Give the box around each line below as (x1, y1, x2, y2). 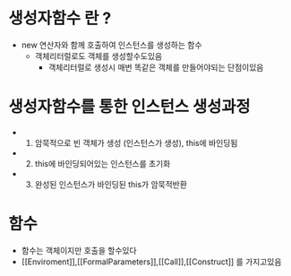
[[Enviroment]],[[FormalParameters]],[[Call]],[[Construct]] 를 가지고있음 (21, 256, 282, 267)
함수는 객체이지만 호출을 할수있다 (21, 245, 137, 255)
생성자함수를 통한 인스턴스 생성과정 (8, 97, 252, 117)
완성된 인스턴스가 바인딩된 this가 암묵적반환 (34, 178, 187, 189)
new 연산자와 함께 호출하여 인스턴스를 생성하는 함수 (21, 39, 202, 50)
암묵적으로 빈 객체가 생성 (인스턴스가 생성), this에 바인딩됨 (34, 137, 238, 148)
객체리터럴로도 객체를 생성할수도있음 (34, 50, 163, 61)
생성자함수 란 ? (8, 8, 112, 29)
